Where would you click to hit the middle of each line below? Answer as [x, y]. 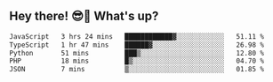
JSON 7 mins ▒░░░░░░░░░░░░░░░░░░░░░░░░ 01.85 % [137, 70]
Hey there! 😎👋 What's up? [84, 16]
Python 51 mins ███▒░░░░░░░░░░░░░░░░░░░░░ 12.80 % [137, 53]
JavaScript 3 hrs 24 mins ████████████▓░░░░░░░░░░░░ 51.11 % [137, 36]
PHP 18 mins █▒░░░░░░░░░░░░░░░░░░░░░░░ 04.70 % [137, 61]
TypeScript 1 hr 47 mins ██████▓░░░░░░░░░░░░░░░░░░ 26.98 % [137, 45]
